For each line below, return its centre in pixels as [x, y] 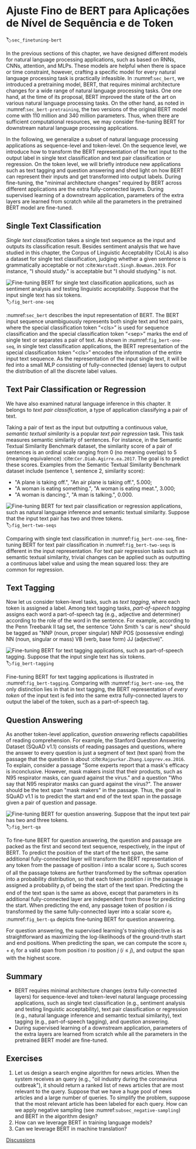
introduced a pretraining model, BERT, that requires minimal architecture [93, 84]
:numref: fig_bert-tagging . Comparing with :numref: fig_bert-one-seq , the [95, 683]
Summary [24, 976]
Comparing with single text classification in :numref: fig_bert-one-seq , [90, 538]
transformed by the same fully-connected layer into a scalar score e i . [89, 912]
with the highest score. [34, 958]
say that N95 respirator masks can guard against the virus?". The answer [94, 784]
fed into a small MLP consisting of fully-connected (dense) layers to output [96, 364]
